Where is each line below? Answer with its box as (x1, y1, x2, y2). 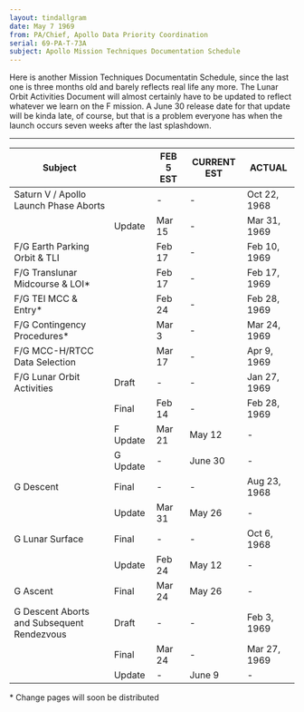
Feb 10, (247, 240, 280, 253)
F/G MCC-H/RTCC (14, 345, 94, 357)
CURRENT (191, 156, 236, 169)
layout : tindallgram (9, 13, 88, 23)
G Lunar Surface (14, 532, 84, 545)
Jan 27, (247, 371, 280, 384)
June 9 (189, 668, 220, 681)
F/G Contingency (14, 318, 87, 331)
